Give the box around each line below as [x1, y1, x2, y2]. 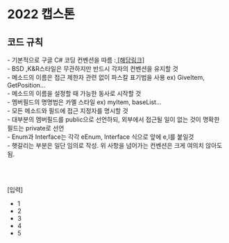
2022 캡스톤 [7, 6, 75, 22]
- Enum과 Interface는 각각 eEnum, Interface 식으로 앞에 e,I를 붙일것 [7, 133, 194, 141]
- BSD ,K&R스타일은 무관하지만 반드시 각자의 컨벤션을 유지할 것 [7, 65, 178, 73]
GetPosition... [7, 81, 46, 89]
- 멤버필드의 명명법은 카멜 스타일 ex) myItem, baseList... [7, 98, 162, 106]
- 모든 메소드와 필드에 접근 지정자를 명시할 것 [7, 107, 128, 115]
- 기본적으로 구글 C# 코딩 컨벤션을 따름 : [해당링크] [7, 56, 144, 64]
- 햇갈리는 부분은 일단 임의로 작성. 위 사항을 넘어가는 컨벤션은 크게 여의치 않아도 [7, 142, 223, 149]
